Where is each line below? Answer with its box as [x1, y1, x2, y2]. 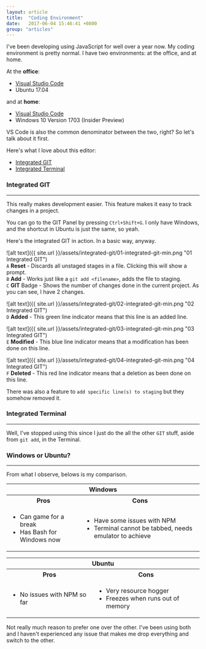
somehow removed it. [6, 394, 61, 402]
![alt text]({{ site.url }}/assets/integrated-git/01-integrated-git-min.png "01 [6, 249, 193, 256]
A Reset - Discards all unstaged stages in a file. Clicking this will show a [6, 262, 187, 269]
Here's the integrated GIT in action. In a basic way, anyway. [6, 237, 156, 244]
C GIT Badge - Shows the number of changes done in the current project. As [6, 282, 199, 289]
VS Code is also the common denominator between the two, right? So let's [6, 128, 195, 136]
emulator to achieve [94, 532, 151, 540]
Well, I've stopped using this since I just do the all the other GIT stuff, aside [6, 429, 194, 436]
